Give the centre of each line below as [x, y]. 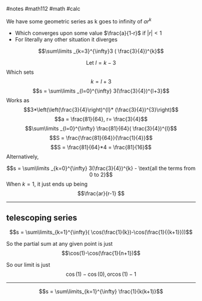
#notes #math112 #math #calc [43, 9]
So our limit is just [28, 265]
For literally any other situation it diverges [66, 39]
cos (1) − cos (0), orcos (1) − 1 [101, 274]
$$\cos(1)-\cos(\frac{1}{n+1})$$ [101, 253]
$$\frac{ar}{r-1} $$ [101, 193]
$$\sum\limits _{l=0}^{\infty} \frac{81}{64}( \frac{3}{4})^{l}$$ [101, 128]
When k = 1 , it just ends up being [47, 184]
